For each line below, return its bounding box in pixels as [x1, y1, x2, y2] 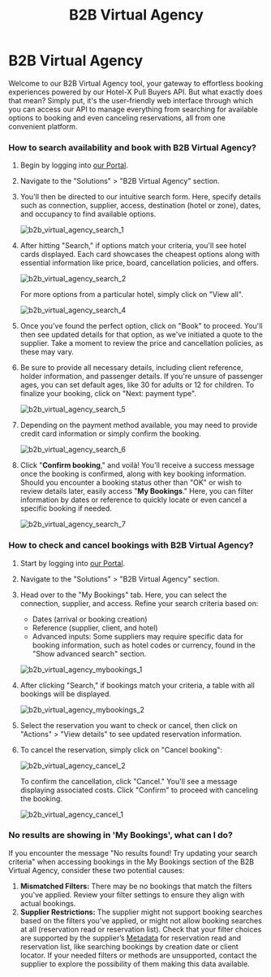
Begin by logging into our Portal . [19, 160, 128, 170]
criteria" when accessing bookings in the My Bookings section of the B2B [8, 857, 254, 866]
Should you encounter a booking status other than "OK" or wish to [19, 478, 242, 487]
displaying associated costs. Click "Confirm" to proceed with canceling [19, 785, 258, 795]
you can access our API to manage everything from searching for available [8, 104, 258, 114]
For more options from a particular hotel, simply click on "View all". [19, 290, 243, 299]
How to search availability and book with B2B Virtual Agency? [8, 142, 257, 153]
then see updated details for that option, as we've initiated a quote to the [19, 329, 264, 339]
